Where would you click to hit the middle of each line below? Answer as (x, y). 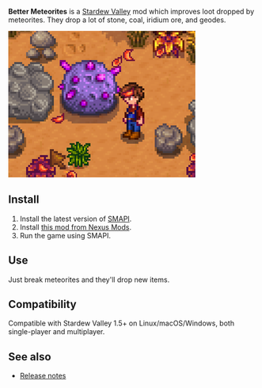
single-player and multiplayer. (57, 332)
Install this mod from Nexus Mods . (76, 227)
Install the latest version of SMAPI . (76, 219)
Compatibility (42, 304)
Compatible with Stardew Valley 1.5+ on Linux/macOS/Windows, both (122, 323)
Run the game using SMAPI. (65, 235)
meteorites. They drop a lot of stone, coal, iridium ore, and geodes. (117, 20)
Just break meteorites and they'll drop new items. (89, 280)
